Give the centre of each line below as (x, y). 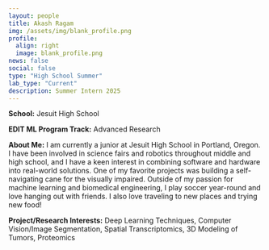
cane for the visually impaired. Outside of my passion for (139, 179)
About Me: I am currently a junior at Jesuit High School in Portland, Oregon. (134, 145)
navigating (26, 179)
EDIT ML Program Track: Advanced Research (84, 129)
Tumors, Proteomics (42, 238)
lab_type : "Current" (43, 83)
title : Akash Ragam (41, 23)
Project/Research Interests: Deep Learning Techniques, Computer (120, 221)
